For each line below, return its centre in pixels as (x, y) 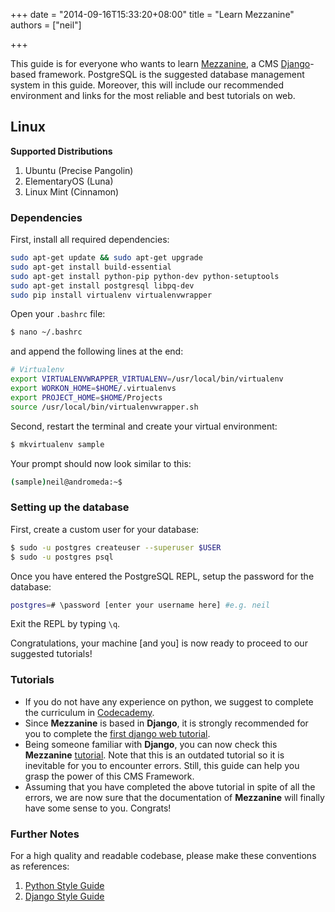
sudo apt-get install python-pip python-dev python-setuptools (145, 276)
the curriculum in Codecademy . (89, 712)
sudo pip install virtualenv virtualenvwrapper (111, 295)
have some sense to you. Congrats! (98, 808)
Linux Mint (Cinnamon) (72, 191)
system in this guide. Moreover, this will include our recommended (147, 85)
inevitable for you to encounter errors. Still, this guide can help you (162, 765)
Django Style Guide (64, 896)
